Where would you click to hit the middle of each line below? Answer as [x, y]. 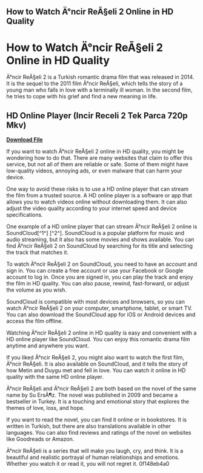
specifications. [25, 215]
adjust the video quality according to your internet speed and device [92, 208]
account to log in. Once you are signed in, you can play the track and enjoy [100, 277]
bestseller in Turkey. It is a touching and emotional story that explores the [98, 401]
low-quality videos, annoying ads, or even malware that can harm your [94, 171]
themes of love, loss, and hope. [45, 408]
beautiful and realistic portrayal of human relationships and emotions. [93, 457]
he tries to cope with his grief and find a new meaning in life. [82, 97]
